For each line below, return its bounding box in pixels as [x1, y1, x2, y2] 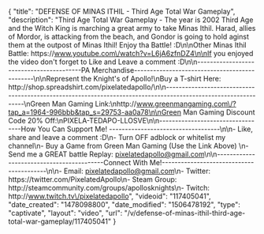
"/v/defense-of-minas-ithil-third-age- [124, 209, 246, 217]
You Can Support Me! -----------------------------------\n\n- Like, [37, 124, 254, 134]
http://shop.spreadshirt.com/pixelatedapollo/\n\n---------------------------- [8, 82, 255, 92]
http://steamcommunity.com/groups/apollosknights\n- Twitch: [8, 183, 210, 192]
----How [8, 124, 36, 134]
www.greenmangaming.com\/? [136, 99, 236, 108]
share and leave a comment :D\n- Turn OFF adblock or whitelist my [8, 133, 226, 142]
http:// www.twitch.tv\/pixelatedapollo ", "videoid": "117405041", [8, 191, 211, 201]
